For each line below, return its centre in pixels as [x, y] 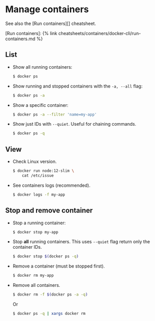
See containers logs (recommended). [51, 185]
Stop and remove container [49, 210]
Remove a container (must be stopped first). [59, 266]
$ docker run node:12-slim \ [43, 171]
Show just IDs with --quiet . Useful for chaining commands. [74, 124]
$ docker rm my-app [33, 276]
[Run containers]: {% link [31, 33]
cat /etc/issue [38, 176]
